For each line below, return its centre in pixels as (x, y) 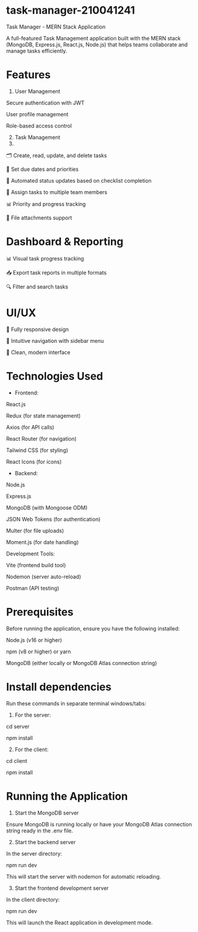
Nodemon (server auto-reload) (44, 577)
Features (28, 75)
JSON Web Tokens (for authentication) (53, 519)
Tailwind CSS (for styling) (37, 450)
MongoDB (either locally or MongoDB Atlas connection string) (82, 663)
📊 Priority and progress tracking (46, 204)
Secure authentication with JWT (45, 103)
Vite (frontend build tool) (36, 565)
